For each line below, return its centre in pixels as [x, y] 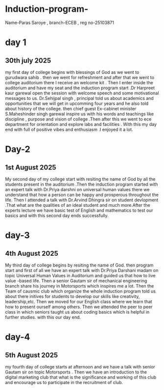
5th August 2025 [32, 355]
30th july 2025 [28, 61]
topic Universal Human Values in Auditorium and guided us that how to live [80, 275]
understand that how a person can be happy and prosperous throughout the [82, 195]
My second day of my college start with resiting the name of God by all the [80, 179]
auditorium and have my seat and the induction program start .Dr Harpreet [80, 88]
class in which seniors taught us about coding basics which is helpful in [77, 312]
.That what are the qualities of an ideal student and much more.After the [78, 205]
